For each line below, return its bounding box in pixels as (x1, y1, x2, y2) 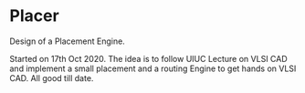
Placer (9, 5, 59, 26)
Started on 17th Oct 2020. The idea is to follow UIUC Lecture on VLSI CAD (9, 53, 288, 64)
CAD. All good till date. (9, 72, 94, 83)
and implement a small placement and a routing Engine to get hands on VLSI (9, 63, 297, 74)
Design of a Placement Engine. (9, 36, 125, 46)
